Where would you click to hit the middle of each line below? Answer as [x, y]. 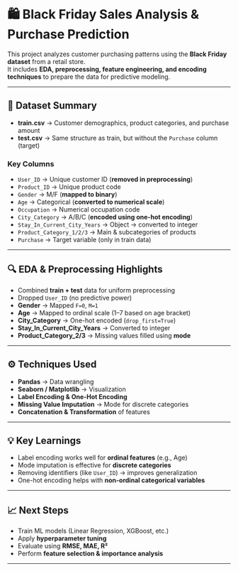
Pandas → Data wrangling [56, 381]
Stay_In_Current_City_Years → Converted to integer [94, 327]
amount [29, 130]
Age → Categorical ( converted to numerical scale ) [91, 202]
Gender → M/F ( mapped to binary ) [67, 195]
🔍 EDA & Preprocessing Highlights [85, 270]
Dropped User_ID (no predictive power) [75, 298]
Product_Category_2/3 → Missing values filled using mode [104, 335]
